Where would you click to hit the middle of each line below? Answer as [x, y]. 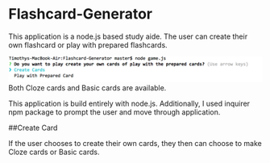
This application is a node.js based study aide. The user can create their [128, 36]
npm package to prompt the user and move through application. [114, 112]
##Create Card [33, 128]
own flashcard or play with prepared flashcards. [88, 44]
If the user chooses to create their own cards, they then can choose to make [135, 144]
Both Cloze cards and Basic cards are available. [87, 88]
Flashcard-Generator [81, 14]
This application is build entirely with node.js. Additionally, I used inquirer [129, 104]
